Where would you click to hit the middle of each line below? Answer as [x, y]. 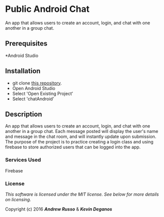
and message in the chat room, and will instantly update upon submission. [81, 136]
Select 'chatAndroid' [33, 99]
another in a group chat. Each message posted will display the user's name [82, 131]
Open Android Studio [34, 88]
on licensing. [18, 199]
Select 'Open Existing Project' [43, 93]
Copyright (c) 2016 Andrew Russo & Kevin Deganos [59, 209]
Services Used [23, 160]
